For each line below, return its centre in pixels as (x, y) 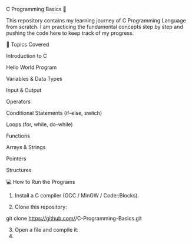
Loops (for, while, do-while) (39, 124)
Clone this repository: (41, 207)
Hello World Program (32, 67)
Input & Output (24, 90)
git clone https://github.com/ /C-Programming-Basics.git (74, 218)
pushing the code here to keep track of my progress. (70, 33)
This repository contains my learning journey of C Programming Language (96, 20)
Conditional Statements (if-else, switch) (54, 113)
